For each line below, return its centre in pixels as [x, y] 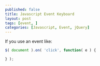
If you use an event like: [29, 41]
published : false [22, 9]
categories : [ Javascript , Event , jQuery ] [47, 28]
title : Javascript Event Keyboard [40, 14]
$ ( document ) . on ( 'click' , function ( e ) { [50, 50]
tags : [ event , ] [21, 23]
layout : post [18, 18]
